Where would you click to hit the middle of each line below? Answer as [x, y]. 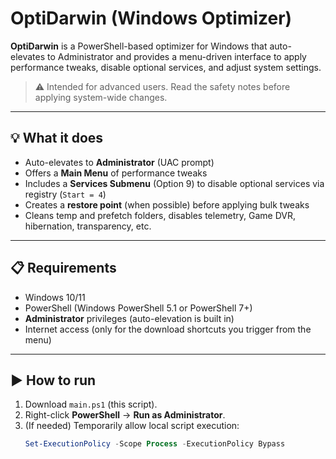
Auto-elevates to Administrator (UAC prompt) [119, 162]
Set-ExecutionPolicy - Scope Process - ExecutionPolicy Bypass [155, 444]
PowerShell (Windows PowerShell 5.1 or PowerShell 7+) [138, 308]
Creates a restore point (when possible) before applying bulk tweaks [167, 204]
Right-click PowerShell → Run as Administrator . [125, 415]
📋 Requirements [63, 268]
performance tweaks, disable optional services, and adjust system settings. [166, 67]
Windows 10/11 [55, 297]
